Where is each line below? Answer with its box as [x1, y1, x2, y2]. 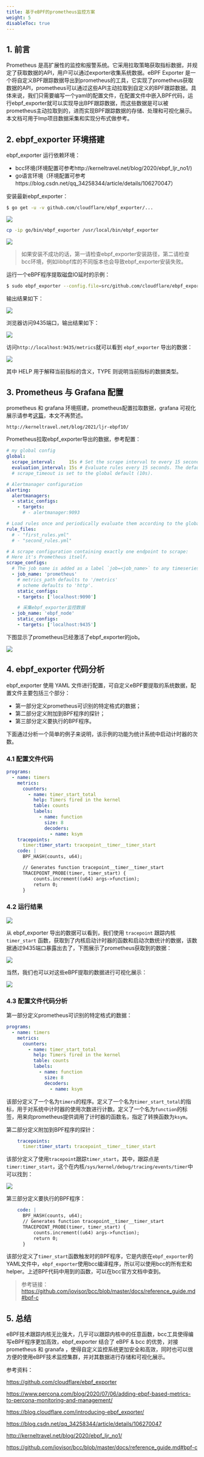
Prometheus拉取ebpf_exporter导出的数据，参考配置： [6, 435, 141, 443]
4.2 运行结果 [6, 902, 43, 911]
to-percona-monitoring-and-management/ [6, 1397, 113, 1404]
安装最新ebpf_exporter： [6, 193, 69, 199]
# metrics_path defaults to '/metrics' [17, 576, 118, 583]
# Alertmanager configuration [6, 481, 83, 487]
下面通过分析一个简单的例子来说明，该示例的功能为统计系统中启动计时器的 [6, 730, 192, 738]
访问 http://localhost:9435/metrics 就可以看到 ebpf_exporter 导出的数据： [6, 343, 193, 350]
